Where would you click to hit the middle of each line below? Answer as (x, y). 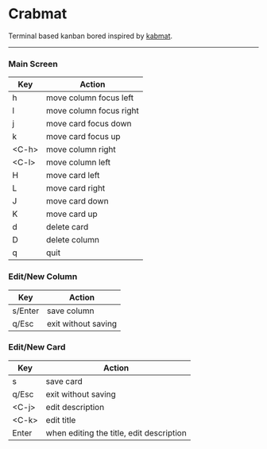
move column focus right (93, 110)
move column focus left (90, 98)
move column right (81, 149)
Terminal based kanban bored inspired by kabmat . (91, 36)
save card (64, 381)
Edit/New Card (37, 347)
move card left (73, 176)
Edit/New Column (43, 277)
